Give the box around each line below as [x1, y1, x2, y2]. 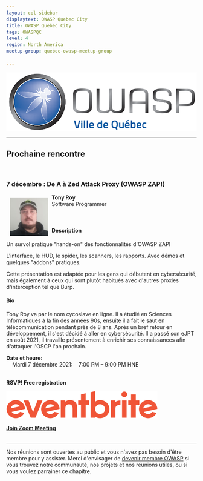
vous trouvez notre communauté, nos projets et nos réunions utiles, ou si [6, 461, 188, 468]
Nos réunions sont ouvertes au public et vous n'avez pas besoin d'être [6, 448, 182, 456]
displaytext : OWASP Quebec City [6, 16, 88, 22]
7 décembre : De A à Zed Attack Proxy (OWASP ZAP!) [6, 180, 165, 188]
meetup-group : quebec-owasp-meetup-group [6, 48, 112, 55]
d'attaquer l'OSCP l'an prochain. [6, 342, 86, 350]
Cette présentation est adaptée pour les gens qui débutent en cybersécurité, [6, 270, 197, 277]
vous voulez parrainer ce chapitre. [6, 467, 92, 475]
